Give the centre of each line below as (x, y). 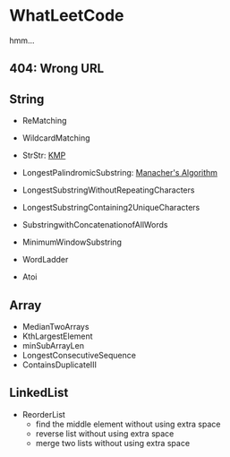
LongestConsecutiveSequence (79, 355)
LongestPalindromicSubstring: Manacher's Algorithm (119, 173)
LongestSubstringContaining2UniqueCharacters (111, 208)
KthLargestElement (57, 336)
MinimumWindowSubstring (72, 242)
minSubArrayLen (53, 345)
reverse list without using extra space (105, 433)
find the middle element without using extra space (128, 424)
